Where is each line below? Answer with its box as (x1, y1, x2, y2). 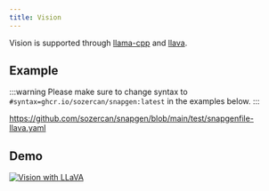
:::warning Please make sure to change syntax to (9, 86, 189, 98)
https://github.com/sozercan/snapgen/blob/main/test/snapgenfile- (9, 113, 254, 124)
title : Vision (9, 12, 62, 22)
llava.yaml (9, 123, 46, 133)
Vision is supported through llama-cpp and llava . (9, 37, 188, 48)
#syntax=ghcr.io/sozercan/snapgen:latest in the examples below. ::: (9, 96, 260, 107)
